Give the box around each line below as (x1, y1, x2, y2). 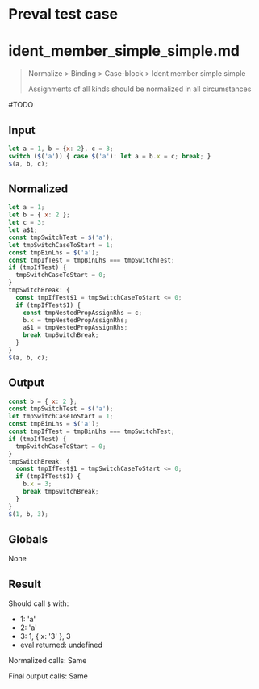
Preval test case (8, 5, 119, 23)
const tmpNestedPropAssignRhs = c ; (23, 309, 143, 317)
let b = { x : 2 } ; (8, 211, 70, 219)
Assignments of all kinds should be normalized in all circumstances (27, 84, 252, 94)
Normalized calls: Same (8, 656, 87, 666)
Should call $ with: (8, 599, 69, 608)
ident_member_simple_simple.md (8, 42, 240, 61)
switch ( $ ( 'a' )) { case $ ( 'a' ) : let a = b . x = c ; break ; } (8, 152, 211, 160)
